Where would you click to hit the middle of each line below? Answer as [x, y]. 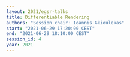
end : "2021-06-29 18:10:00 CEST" [48, 34]
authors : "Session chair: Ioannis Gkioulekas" [65, 23]
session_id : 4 [24, 39]
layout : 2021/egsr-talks [37, 12]
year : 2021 [20, 45]
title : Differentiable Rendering [48, 17]
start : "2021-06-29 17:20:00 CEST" [51, 28]
